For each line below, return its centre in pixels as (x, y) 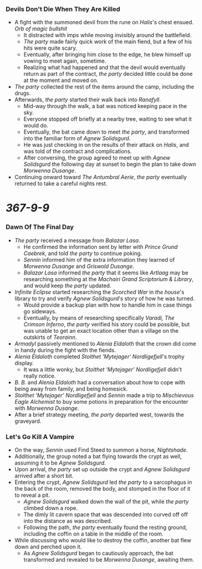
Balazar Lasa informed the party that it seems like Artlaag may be (106, 273)
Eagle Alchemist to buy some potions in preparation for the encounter (101, 401)
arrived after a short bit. (44, 476)
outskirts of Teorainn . (50, 337)
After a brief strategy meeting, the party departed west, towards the (99, 414)
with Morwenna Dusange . (47, 408)
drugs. (22, 94)
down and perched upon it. (48, 547)
